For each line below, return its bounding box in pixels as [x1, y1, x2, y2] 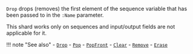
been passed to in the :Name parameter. [6, 11, 104, 19]
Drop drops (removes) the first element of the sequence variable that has [6, 5, 188, 12]
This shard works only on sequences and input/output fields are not [6, 23, 175, 30]
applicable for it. [6, 29, 47, 37]
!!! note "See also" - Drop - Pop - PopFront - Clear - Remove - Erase [6, 41, 168, 48]
